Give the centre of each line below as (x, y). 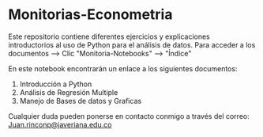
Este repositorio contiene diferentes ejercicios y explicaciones (109, 36)
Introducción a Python (56, 84)
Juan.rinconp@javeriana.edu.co (60, 124)
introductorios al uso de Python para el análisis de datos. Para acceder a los (132, 44)
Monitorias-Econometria (90, 15)
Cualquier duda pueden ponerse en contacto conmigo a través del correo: (129, 116)
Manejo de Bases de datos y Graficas (81, 101)
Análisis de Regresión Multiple (69, 92)
